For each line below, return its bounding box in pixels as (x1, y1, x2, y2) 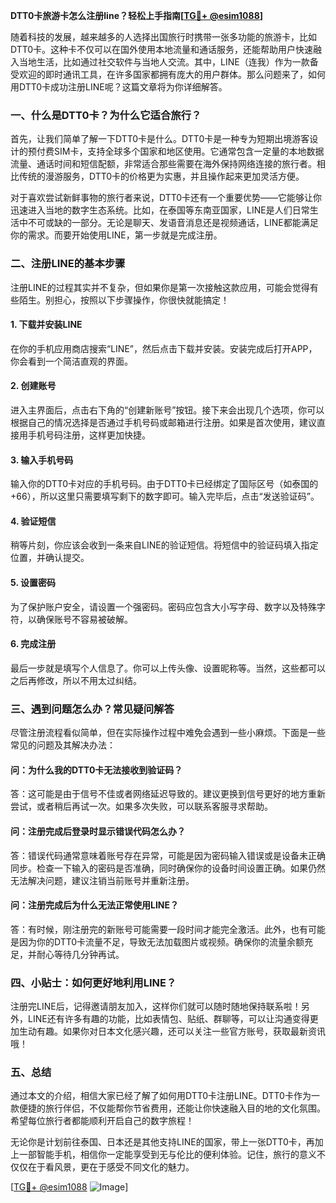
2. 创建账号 (10, 380, 57, 392)
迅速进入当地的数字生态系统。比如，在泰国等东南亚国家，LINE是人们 (10, 204, 293, 216)
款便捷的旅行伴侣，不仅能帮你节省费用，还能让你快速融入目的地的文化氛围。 (10, 1102, 326, 1114)
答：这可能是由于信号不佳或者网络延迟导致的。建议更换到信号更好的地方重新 (10, 788, 326, 800)
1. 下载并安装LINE (10, 319, 83, 331)
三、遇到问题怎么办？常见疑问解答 (10, 702, 175, 716)
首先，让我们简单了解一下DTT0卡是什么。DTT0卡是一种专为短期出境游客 (10, 133, 310, 145)
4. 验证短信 (10, 515, 57, 527)
